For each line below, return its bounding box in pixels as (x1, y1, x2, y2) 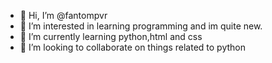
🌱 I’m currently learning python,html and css (19, 31, 203, 42)
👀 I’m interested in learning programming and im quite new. (19, 20, 263, 32)
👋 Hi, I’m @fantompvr (19, 10, 108, 21)
